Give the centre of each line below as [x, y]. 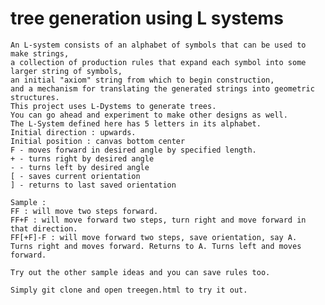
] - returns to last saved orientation [93, 185]
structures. [35, 97]
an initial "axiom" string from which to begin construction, [142, 80]
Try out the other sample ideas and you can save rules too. [140, 272]
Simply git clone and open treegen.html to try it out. [129, 290]
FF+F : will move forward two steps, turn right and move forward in [158, 220]
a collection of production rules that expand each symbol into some [158, 62]
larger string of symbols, [66, 71]
